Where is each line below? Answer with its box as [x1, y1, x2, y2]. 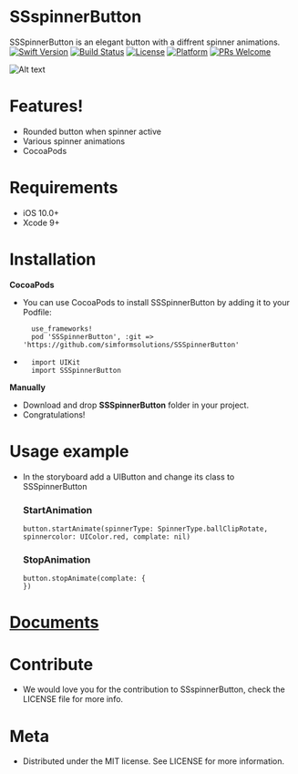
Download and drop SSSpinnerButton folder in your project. [22, 399, 249, 410]
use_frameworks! [31, 324, 93, 334]
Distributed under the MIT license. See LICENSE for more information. [22, 756, 285, 767]
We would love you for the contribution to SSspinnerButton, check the [22, 684, 285, 695]
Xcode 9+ [22, 217, 60, 228]
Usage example [9, 440, 129, 461]
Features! [9, 96, 84, 117]
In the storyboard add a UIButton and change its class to [22, 471, 235, 482]
